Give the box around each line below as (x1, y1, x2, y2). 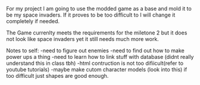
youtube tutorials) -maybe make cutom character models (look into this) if (6, 66, 187, 73)
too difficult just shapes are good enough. (6, 73, 109, 79)
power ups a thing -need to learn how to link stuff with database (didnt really (6, 53, 194, 60)
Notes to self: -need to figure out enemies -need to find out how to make (6, 47, 185, 54)
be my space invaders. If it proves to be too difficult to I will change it (6, 11, 176, 18)
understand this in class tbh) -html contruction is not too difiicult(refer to (6, 59, 183, 67)
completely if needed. (6, 18, 60, 24)
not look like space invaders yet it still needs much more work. (6, 36, 159, 42)
